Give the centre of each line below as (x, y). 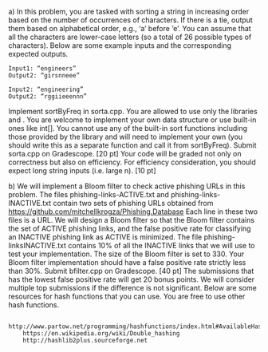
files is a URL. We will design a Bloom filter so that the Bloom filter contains (132, 220)
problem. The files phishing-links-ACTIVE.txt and (89, 194)
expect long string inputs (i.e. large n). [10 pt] (82, 170)
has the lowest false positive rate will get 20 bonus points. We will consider (132, 279)
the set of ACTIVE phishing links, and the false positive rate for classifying (130, 228)
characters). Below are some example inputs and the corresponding (120, 45)
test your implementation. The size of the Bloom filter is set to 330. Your (126, 254)
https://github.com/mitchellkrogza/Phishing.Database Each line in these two (133, 212)
